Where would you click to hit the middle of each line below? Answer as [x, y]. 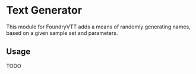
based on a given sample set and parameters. [62, 33]
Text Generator [44, 10]
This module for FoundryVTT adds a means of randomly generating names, [99, 27]
